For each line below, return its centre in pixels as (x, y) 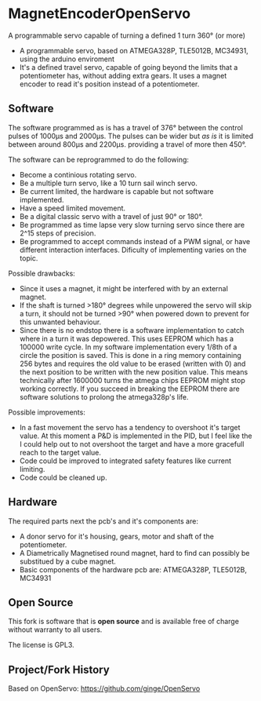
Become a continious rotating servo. (78, 174)
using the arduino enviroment (67, 59)
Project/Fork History (59, 669)
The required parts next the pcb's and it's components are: (103, 521)
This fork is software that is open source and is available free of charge (123, 622)
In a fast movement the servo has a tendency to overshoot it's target (130, 427)
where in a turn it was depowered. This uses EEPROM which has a (126, 338)
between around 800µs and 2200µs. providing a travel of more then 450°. (127, 144)
